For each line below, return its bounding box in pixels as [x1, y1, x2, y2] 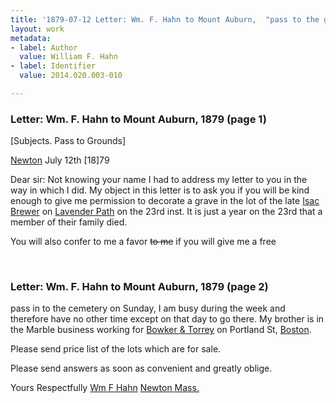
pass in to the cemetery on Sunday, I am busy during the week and [10, 302, 286, 315]
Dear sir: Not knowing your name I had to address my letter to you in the [10, 174, 308, 186]
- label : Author [10, 42, 78, 53]
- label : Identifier [10, 61, 97, 71]
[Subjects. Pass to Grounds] [10, 135, 127, 147]
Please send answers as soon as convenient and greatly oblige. [10, 362, 273, 375]
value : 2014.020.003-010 [19, 71, 123, 81]
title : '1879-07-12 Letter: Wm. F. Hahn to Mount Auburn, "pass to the [10, 14, 320, 25]
